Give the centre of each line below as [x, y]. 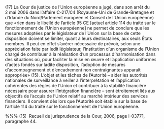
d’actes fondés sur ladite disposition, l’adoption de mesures [65, 64]
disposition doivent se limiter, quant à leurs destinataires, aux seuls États [79, 38]
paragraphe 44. [21, 121]
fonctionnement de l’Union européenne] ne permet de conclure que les [77, 28]
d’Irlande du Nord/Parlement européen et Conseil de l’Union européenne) [80, 17]
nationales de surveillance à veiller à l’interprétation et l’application [73, 80]
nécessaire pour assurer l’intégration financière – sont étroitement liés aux [80, 91]
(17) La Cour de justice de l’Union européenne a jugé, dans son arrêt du [78, 7]
